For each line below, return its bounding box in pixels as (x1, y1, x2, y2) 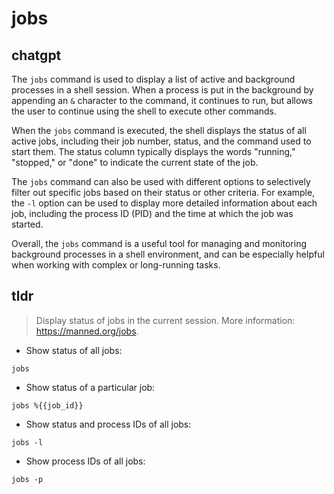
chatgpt (11, 47, 62, 64)
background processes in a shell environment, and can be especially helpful (11, 248, 325, 260)
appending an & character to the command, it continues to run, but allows (11, 95, 313, 106)
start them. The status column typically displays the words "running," (11, 146, 296, 157)
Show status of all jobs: (25, 344, 123, 356)
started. (11, 218, 44, 230)
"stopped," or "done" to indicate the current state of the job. (11, 157, 259, 168)
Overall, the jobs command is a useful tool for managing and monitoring (11, 238, 308, 249)
